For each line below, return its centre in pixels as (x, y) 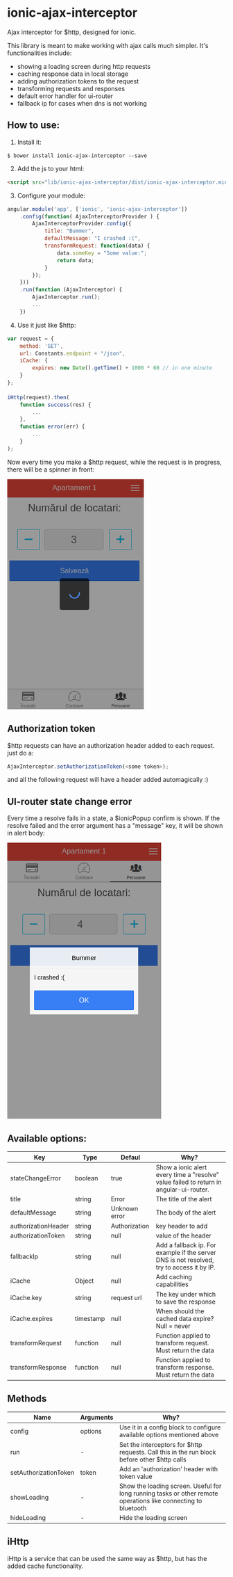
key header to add (182, 1226)
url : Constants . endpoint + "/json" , (73, 353)
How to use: (34, 126)
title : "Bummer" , (69, 231)
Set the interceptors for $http (161, 1444)
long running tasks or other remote (169, 1494)
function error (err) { (52, 427)
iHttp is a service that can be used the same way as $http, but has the (107, 1558)
